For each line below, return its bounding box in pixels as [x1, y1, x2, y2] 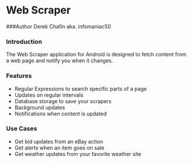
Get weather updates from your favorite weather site [14, 150, 142, 157]
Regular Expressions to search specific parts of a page [14, 85, 148, 92]
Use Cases [6, 124, 37, 133]
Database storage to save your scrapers [14, 97, 112, 104]
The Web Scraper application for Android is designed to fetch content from [6, 51, 187, 58]
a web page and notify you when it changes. [6, 57, 113, 64]
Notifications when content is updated [14, 110, 107, 117]
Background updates [14, 104, 66, 111]
